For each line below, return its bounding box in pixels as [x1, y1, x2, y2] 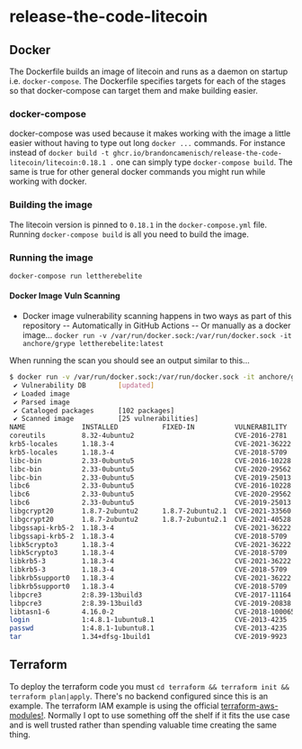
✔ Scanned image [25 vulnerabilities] [13, 415, 200, 424]
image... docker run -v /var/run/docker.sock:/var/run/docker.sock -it [22, 330, 292, 341]
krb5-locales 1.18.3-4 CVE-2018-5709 [9, 448, 288, 457]
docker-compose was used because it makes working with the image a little [9, 128, 291, 139]
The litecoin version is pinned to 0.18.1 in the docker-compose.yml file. [9, 219, 268, 230]
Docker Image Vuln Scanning [9, 290, 120, 301]
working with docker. [9, 176, 87, 187]
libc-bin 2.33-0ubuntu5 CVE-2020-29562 [9, 464, 292, 474]
